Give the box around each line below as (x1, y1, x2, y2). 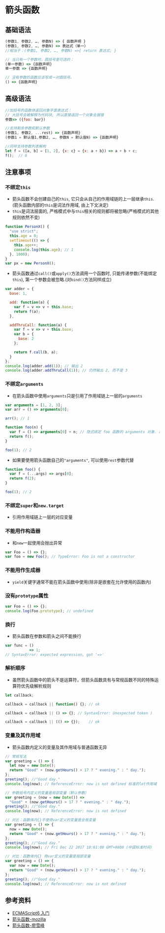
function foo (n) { (5, 425, 43, 430)
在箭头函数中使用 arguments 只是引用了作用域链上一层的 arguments (12, 392, 142, 399)
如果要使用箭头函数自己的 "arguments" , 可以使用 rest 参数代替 (12, 457, 134, 463)
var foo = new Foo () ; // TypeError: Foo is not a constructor (5, 554, 135, 559)
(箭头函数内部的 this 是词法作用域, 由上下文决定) (12, 202, 109, 208)
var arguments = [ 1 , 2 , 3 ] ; (5, 402, 63, 408)
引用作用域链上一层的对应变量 (12, 514, 73, 520)
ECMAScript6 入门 (12, 910, 50, 916)
